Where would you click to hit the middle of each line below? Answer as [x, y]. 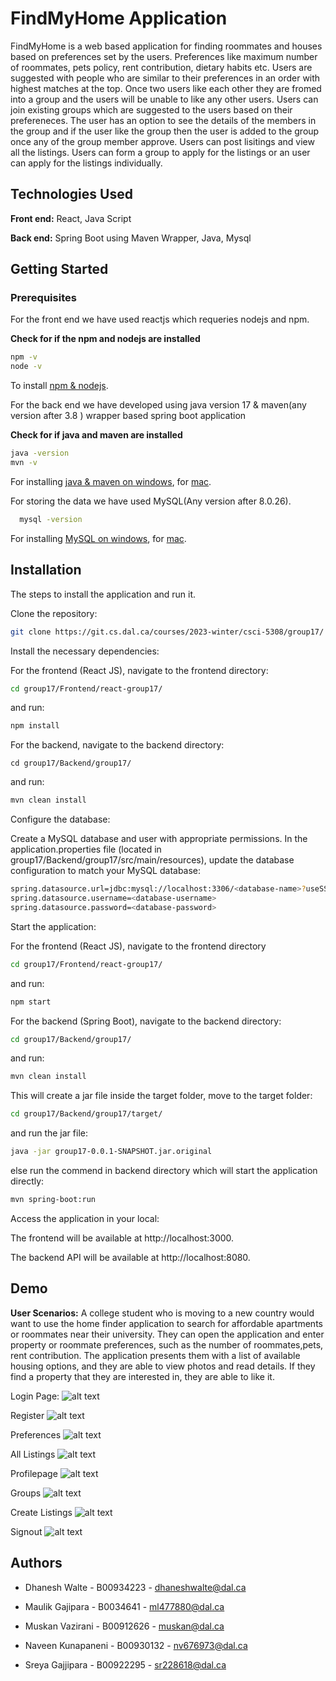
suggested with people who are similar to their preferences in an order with [165, 78]
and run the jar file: [49, 1133]
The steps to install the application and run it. [103, 594]
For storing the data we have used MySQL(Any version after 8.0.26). [151, 501]
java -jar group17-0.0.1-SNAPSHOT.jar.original [111, 1152]
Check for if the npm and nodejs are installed [105, 339]
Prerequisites [43, 298]
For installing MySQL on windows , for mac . [98, 538]
